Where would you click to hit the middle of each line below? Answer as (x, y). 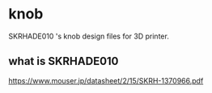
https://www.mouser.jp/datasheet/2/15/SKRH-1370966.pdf (106, 80)
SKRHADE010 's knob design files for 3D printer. (89, 36)
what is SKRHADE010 (64, 61)
